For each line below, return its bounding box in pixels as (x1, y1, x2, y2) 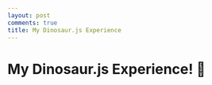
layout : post (7, 11, 51, 20)
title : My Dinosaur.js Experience (7, 26, 122, 34)
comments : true (7, 19, 58, 27)
